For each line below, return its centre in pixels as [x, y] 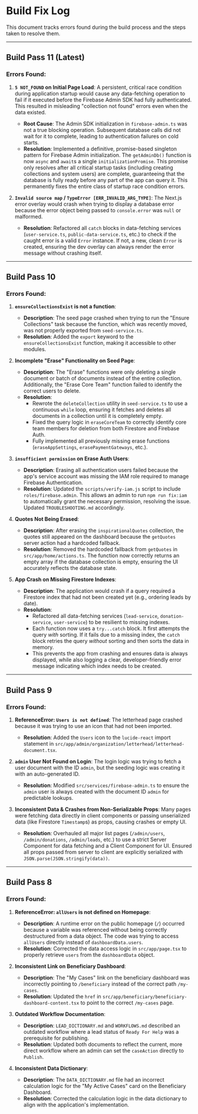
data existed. [30, 112]
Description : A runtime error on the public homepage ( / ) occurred [104, 923]
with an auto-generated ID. [47, 774]
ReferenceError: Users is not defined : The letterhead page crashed [98, 720]
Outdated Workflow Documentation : [60, 1014]
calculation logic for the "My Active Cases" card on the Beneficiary [105, 1086]
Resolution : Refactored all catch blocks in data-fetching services [102, 228]
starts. [31, 142]
